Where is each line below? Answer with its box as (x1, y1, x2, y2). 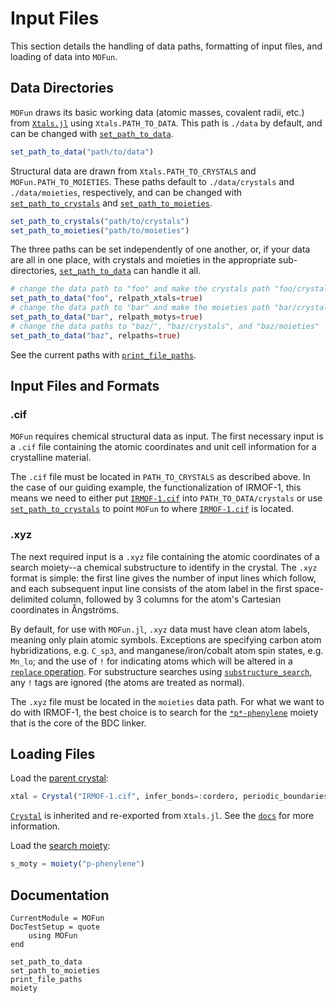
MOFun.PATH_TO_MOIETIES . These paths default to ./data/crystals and (10, 175, 295, 187)
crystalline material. (10, 452, 92, 464)
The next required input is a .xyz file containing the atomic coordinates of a (10, 550, 320, 562)
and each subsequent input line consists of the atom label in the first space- (10, 582, 324, 594)
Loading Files (10, 746, 96, 762)
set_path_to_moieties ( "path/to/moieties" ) (10, 225, 190, 236)
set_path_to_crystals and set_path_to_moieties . (10, 197, 213, 209)
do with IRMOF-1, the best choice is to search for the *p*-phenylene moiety (10, 706, 319, 718)
